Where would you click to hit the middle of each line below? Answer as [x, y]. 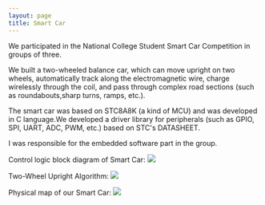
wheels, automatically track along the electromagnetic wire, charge [119, 78]
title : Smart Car [37, 23]
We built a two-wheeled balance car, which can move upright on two [122, 69]
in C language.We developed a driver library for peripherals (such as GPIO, [131, 119]
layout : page [30, 16]
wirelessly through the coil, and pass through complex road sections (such [131, 87]
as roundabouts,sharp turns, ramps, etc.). [77, 95]
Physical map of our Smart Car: [60, 192]
